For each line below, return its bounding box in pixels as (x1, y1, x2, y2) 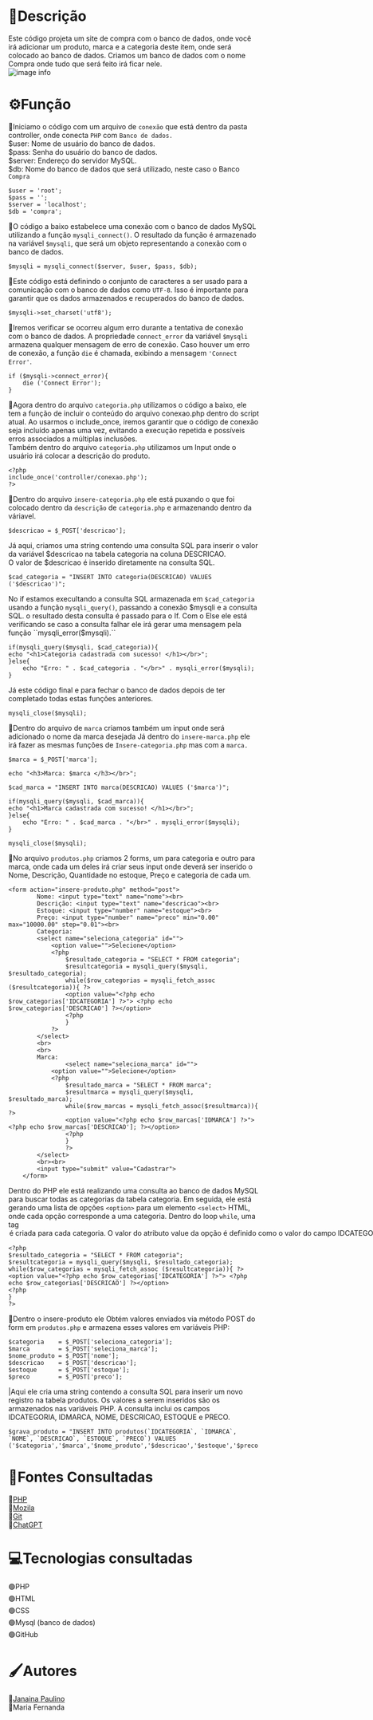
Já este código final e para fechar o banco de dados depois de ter (8, 685, 226, 695)
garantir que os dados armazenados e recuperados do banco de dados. (8, 293, 245, 302)
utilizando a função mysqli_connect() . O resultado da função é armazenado (8, 230, 257, 239)
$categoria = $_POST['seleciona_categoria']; (8, 1338, 173, 1346)
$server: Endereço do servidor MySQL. (8, 156, 137, 165)
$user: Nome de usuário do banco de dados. (8, 139, 155, 148)
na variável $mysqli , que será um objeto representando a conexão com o (8, 239, 247, 248)
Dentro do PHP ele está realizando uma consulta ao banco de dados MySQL (8, 1185, 259, 1195)
